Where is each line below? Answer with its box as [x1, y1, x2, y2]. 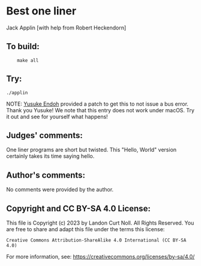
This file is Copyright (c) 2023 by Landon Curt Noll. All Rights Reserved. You [6, 219, 194, 226]
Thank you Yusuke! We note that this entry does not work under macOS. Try [6, 106, 195, 113]
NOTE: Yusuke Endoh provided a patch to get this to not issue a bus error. [6, 100, 189, 107]
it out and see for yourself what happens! [6, 113, 108, 120]
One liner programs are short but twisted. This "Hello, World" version [6, 146, 177, 154]
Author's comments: [6, 170, 86, 180]
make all [17, 57, 39, 64]
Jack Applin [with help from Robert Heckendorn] [6, 24, 127, 31]
